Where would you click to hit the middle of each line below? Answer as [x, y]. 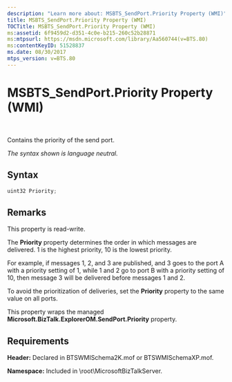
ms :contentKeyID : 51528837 [46, 46]
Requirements [38, 341]
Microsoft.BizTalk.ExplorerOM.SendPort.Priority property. [92, 319]
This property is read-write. [46, 229]
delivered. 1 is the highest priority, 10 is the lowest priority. [90, 250]
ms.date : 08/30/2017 [37, 52]
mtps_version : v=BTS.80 [41, 59]
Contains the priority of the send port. [61, 140]
